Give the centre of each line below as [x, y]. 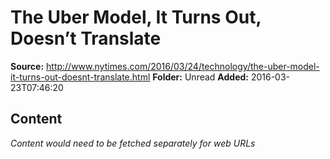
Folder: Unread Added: [200, 77]
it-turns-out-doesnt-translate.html [80, 77]
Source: [27, 66]
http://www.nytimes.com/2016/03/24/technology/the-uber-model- [183, 66]
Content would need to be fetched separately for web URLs [133, 143]
